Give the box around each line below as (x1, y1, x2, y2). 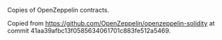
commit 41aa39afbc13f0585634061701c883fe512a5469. (7, 27, 171, 34)
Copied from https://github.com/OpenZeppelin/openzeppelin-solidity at (7, 19, 215, 27)
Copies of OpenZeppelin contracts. (7, 6, 109, 14)
